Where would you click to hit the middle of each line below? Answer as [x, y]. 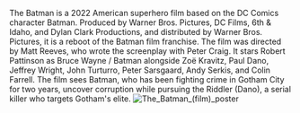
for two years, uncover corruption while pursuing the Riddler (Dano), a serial [150, 89]
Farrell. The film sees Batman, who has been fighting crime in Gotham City [147, 79]
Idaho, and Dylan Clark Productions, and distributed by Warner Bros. [136, 32]
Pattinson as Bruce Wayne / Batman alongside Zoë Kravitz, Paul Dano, [139, 61]
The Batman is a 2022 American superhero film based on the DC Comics [144, 13]
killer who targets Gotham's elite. [71, 99]
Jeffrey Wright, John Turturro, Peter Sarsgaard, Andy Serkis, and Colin [140, 70]
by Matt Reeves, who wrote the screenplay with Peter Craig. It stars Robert [147, 51]
